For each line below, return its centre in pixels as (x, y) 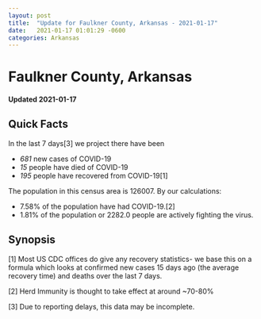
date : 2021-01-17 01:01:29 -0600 (67, 30)
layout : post (30, 15)
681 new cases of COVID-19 (65, 159)
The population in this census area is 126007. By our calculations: (115, 190)
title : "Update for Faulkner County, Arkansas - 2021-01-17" (113, 23)
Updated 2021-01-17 (42, 99)
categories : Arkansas (44, 38)
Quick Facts (38, 124)
